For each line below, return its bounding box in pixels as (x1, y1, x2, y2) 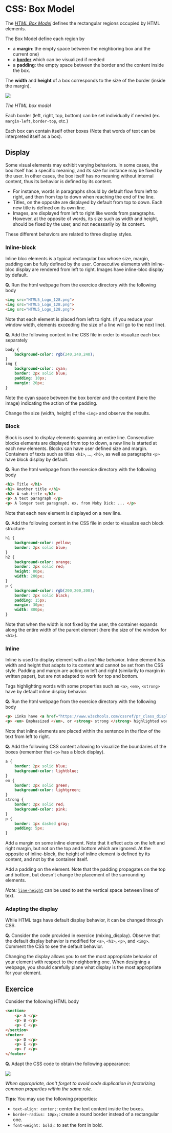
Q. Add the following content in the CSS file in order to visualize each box (5, 331, 160, 337)
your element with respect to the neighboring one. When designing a (5, 959, 150, 965)
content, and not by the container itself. (5, 856, 89, 862)
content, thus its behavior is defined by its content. (5, 178, 113, 184)
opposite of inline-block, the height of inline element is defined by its (5, 851, 150, 857)
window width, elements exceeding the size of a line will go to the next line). (5, 321, 166, 328)
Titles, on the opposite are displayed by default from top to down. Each (12, 199, 163, 205)
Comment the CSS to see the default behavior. (5, 943, 103, 949)
